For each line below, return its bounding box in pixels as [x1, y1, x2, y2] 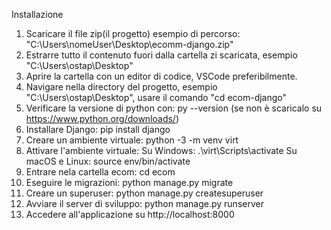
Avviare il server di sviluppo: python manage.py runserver [25, 198, 264, 209]
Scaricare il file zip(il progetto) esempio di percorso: [25, 28, 241, 39]
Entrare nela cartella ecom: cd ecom [25, 166, 176, 178]
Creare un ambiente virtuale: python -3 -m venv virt [25, 134, 239, 146]
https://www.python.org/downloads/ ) [25, 113, 180, 124]
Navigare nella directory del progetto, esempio [25, 81, 218, 93]
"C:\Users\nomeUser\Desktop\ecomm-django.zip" [25, 39, 234, 50]
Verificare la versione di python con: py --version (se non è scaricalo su [25, 102, 323, 114]
